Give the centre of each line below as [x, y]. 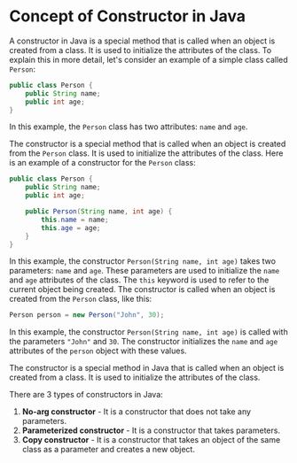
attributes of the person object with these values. [98, 351]
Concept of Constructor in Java [128, 16]
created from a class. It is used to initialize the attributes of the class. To [141, 50]
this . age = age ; [71, 228]
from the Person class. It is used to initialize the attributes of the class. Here [146, 153]
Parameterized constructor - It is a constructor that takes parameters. [151, 430]
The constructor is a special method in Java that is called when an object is [147, 368]
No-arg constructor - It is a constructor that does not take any [136, 412]
